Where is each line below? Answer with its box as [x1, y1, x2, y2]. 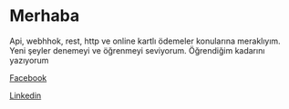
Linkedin [9, 90, 42, 101]
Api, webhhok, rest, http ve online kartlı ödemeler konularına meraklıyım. [9, 35, 281, 46]
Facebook [9, 72, 47, 83]
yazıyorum [9, 54, 49, 65]
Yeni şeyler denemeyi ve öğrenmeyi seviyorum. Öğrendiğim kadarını [9, 45, 265, 55]
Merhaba [9, 5, 80, 26]
